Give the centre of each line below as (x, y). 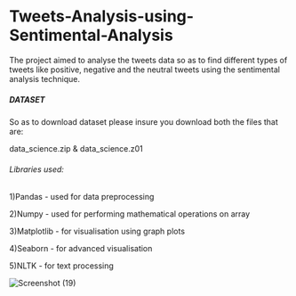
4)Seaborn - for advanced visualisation (81, 249)
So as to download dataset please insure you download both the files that (144, 121)
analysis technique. (45, 78)
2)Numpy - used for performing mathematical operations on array (130, 214)
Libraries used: (37, 169)
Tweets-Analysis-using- (101, 16)
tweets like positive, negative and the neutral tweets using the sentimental (144, 70)
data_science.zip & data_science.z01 (76, 148)
